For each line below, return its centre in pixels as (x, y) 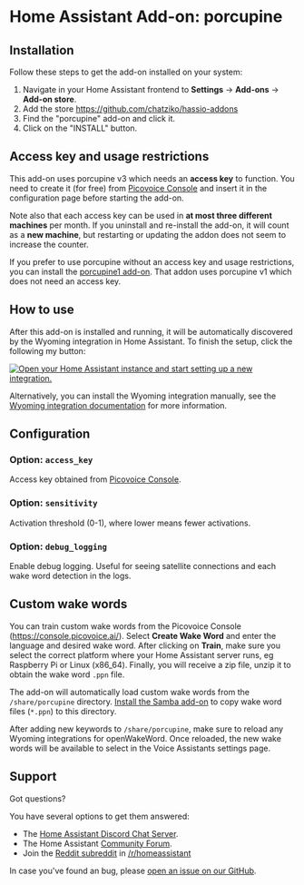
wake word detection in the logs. (70, 575)
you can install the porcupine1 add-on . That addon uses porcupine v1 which (151, 271)
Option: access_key (51, 459)
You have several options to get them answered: (100, 816)
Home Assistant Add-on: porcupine (146, 17)
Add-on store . (49, 99)
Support (33, 777)
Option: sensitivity (54, 503)
